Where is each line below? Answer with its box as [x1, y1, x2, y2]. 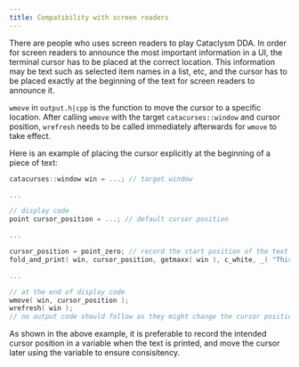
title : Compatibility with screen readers [9, 12, 169, 22]
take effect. [9, 130, 52, 141]
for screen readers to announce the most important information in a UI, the [9, 46, 283, 58]
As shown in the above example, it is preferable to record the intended [9, 329, 267, 339]
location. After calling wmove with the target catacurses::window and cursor [9, 111, 280, 122]
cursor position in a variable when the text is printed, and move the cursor [9, 338, 280, 348]
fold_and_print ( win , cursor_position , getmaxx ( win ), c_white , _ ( [9, 255, 269, 264]
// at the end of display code [9, 287, 125, 297]
